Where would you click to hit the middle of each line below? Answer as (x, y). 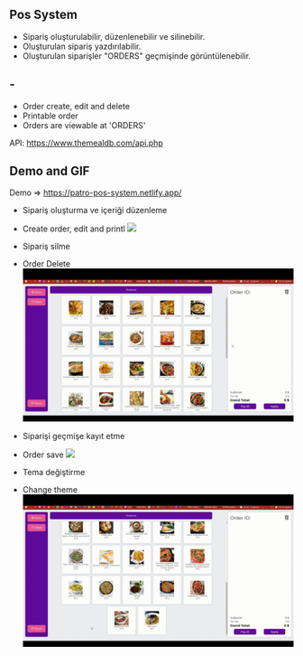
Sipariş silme (46, 247)
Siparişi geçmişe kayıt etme (73, 436)
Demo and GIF (50, 171)
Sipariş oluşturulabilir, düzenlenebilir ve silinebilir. (114, 36)
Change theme (50, 489)
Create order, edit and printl (74, 229)
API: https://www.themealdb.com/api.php (87, 143)
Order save (43, 455)
